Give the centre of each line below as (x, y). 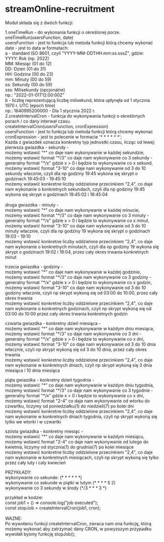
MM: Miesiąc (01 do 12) (28, 64)
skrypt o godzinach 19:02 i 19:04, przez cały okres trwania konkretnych (77, 252)
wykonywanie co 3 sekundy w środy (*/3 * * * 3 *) (56, 488)
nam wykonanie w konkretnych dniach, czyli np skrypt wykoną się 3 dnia (79, 365)
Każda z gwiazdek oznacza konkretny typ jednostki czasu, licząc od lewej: (80, 142)
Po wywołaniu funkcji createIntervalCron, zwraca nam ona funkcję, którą (78, 523)
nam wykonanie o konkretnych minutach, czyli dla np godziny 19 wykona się (82, 247)
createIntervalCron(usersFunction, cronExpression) (57, 126)
